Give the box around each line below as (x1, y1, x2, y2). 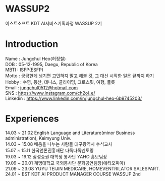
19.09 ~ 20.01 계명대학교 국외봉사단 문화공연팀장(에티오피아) (5, 160, 126, 166)
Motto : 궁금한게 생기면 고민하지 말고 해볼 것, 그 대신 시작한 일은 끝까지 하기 (5, 73, 154, 79)
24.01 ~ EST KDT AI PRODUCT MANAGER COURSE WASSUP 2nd (5, 171, 141, 177)
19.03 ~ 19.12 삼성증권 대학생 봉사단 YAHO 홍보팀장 (5, 153, 107, 159)
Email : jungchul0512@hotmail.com (5, 84, 78, 91)
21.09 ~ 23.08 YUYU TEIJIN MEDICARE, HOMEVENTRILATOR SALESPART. (5, 165, 160, 171)
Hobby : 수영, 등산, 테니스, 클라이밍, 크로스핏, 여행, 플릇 (5, 79, 115, 85)
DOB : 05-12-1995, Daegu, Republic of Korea (5, 61, 98, 67)
